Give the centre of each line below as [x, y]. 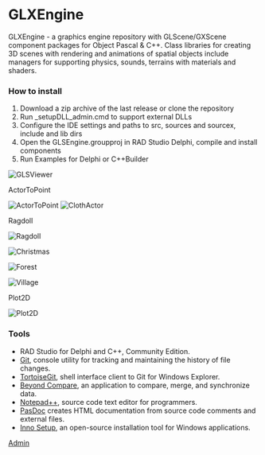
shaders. [23, 70]
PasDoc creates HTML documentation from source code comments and [138, 410]
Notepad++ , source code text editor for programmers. [108, 402]
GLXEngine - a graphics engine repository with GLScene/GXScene [117, 37]
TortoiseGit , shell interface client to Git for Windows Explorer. [120, 376]
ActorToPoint [29, 190]
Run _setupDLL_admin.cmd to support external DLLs [106, 117]
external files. [42, 418]
